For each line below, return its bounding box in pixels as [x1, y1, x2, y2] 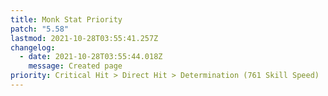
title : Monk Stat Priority [10, 14, 123, 25]
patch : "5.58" [10, 24, 70, 34]
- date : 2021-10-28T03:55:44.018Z [19, 52, 163, 62]
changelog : [10, 42, 56, 53]
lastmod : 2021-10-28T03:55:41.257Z [10, 33, 159, 43]
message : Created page [28, 61, 123, 71]
